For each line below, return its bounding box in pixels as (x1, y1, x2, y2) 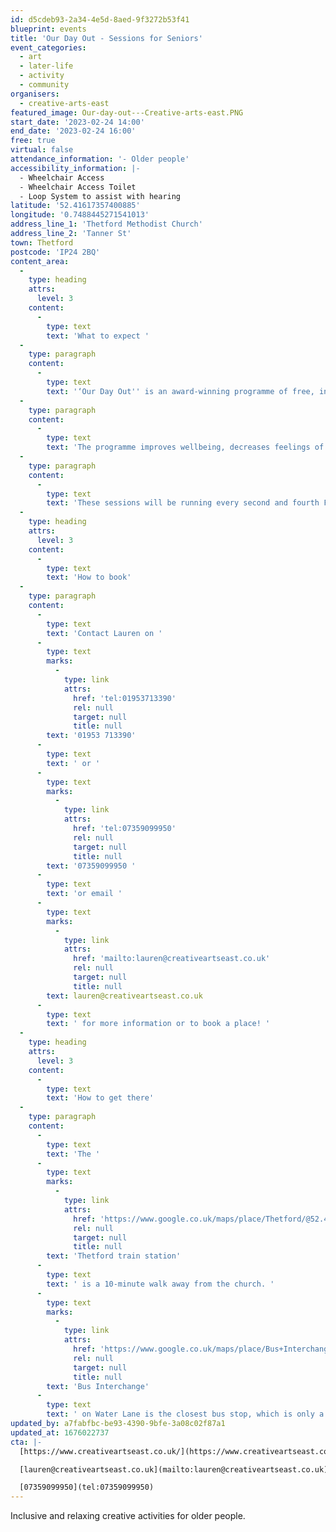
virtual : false (10, 145, 74, 155)
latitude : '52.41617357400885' (10, 201, 141, 211)
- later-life (19, 61, 74, 71)
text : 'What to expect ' (46, 331, 150, 341)
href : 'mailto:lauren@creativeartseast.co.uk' (73, 954, 271, 964)
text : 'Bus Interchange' (46, 1381, 150, 1391)
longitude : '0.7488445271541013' (10, 210, 150, 220)
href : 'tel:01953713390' (73, 693, 177, 703)
